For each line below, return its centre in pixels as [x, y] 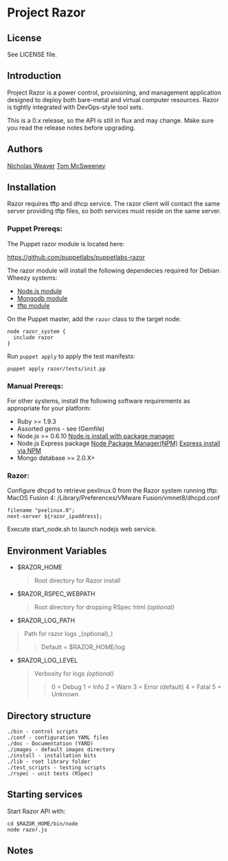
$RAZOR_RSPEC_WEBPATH [56, 594]
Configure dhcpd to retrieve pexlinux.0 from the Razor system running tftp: [113, 491]
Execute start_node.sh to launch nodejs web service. [82, 529]
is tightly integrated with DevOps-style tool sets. [75, 107]
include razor [33, 338]
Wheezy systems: [32, 278]
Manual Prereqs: [35, 386]
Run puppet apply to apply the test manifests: [71, 356]
